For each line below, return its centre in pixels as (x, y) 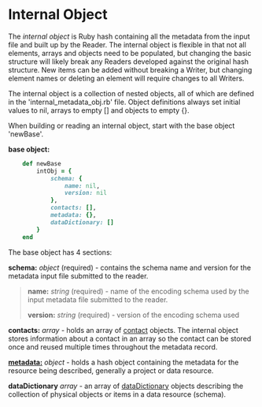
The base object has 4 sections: (60, 252)
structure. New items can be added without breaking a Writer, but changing (130, 69)
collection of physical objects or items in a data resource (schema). (117, 394)
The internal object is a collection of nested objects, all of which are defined (131, 93)
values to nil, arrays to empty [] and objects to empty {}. (99, 110)
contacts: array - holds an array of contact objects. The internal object (123, 330)
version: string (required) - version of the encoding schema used (133, 315)
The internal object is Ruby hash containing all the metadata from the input (129, 36)
